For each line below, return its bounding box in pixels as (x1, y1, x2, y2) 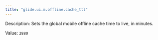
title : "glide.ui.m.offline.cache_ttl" (5, 7, 88, 12)
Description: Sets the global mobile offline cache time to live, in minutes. (5, 20, 154, 26)
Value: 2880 (5, 30, 28, 36)
